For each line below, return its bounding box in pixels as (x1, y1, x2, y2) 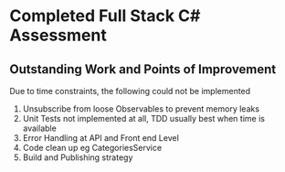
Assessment (9, 25, 107, 46)
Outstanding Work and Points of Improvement (9, 61, 277, 77)
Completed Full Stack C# (9, 5, 201, 27)
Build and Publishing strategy (22, 152, 133, 163)
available (22, 123, 57, 134)
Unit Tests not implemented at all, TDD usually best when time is (22, 113, 265, 124)
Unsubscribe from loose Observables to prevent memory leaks (22, 103, 260, 114)
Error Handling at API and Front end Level (22, 133, 180, 143)
